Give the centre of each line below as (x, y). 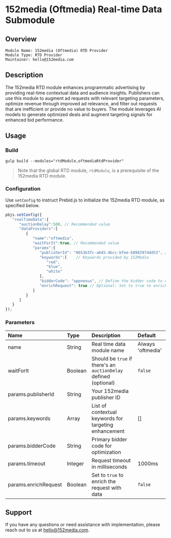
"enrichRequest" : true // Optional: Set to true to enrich (103, 286)
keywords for (107, 418)
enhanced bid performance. (35, 120)
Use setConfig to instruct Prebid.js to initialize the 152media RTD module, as (85, 200)
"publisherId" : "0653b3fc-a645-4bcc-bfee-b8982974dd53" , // (104, 252)
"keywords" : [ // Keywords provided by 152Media (94, 257)
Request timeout (111, 461)
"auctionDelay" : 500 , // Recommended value (64, 224)
